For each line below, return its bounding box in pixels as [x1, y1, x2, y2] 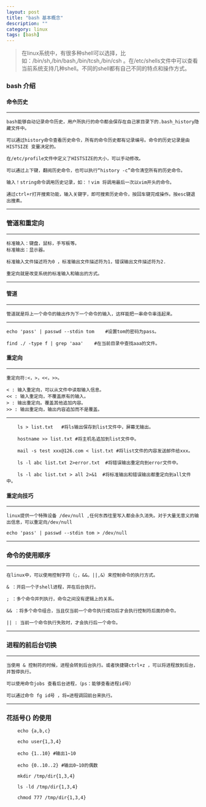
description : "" [6, 20, 48, 26]
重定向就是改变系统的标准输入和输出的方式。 [6, 271, 102, 277]
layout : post [6, 9, 40, 15]
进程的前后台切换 [6, 641, 57, 649]
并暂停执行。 [6, 668, 34, 675]
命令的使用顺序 [6, 551, 51, 560]
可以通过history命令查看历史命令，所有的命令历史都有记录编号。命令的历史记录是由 [6, 137, 190, 144]
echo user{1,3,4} [17, 739, 62, 745]
